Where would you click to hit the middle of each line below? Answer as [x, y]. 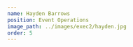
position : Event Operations [48, 20]
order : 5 [20, 33]
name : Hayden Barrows [39, 13]
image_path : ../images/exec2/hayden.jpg [67, 26]
